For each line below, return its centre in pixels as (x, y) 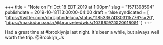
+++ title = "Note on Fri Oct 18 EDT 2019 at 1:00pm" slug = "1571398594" (80, 7)
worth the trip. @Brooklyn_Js (35, 37)
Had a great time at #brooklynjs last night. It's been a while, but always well (82, 32)
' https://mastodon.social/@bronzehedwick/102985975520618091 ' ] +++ (79, 22)
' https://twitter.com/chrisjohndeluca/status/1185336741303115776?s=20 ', (80, 17)
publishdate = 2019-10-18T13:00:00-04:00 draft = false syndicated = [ (77, 12)
